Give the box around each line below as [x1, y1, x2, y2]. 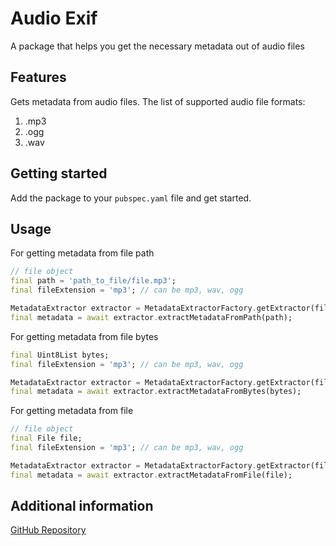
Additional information [10, 498, 154, 515]
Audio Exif [10, 7, 98, 30]
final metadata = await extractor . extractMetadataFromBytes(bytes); [10, 387, 302, 397]
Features [10, 69, 67, 86]
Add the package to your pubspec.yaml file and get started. [10, 192, 252, 204]
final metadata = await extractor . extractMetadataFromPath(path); [10, 312, 293, 322]
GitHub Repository [10, 524, 87, 536]
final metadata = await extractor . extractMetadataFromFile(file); [10, 470, 293, 480]
